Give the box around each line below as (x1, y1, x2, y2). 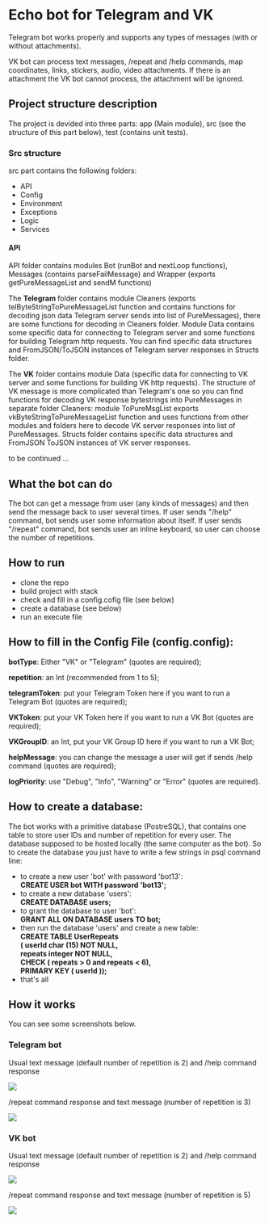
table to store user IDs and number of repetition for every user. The (8, 830, 232, 839)
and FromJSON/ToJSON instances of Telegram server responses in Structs (8, 345, 259, 355)
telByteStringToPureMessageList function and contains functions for (8, 302, 236, 312)
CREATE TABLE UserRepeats (19, 931, 119, 941)
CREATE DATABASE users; (19, 897, 111, 906)
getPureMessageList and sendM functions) (8, 278, 152, 288)
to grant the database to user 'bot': (19, 906, 137, 915)
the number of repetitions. (8, 533, 95, 543)
